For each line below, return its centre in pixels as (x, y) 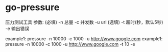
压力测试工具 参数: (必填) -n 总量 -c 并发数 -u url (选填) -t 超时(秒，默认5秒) (84, 22)
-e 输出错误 (17, 28)
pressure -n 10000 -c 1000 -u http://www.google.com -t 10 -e (70, 44)
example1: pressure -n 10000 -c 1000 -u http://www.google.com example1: (84, 38)
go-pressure (32, 7)
